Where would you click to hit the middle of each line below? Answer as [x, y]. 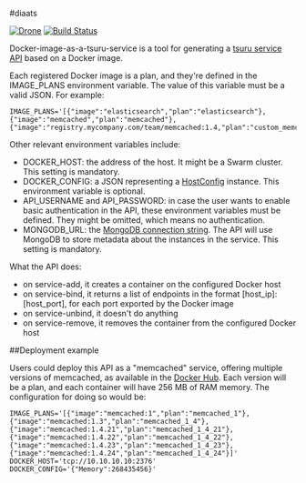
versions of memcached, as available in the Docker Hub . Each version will [148, 377]
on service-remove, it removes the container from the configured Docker [159, 323]
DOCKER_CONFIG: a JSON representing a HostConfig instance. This [151, 181]
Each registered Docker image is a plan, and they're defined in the [133, 75]
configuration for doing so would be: [78, 397]
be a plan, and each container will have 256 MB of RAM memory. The [140, 387]
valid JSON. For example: [57, 95]
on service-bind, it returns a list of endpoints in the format [131, 294]
